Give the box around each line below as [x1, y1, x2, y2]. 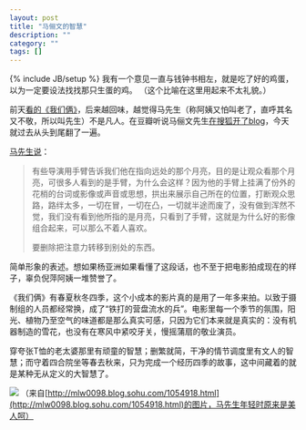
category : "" [9, 38, 59, 48]
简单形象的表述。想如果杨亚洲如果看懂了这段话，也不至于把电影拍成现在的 [9, 261, 289, 272]
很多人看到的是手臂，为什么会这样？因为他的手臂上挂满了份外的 [56, 177, 296, 188]
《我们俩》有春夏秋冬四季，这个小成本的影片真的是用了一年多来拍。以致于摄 [9, 292, 297, 303]
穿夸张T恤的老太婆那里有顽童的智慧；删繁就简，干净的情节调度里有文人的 [9, 345, 287, 356]
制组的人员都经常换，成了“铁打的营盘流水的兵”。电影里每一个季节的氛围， [9, 303, 289, 314]
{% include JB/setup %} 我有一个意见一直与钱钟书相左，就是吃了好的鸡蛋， [9, 74, 294, 85]
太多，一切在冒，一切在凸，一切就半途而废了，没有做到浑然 [63, 200, 288, 210]
